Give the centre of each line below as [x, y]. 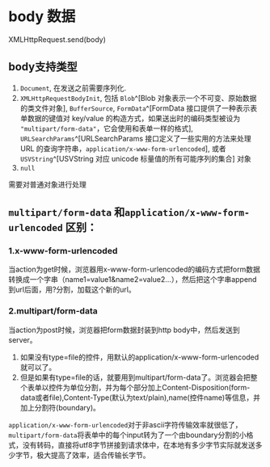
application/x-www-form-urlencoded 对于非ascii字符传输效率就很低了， [125, 424]
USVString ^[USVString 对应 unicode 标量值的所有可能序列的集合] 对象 [136, 158]
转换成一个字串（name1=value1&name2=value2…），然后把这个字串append [133, 280]
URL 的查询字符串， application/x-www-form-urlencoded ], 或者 [123, 148]
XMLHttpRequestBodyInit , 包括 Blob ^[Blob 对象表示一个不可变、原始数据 [138, 98]
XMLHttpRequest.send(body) [57, 39]
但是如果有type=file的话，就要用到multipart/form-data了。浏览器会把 [135, 377]
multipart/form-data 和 [67, 212]
